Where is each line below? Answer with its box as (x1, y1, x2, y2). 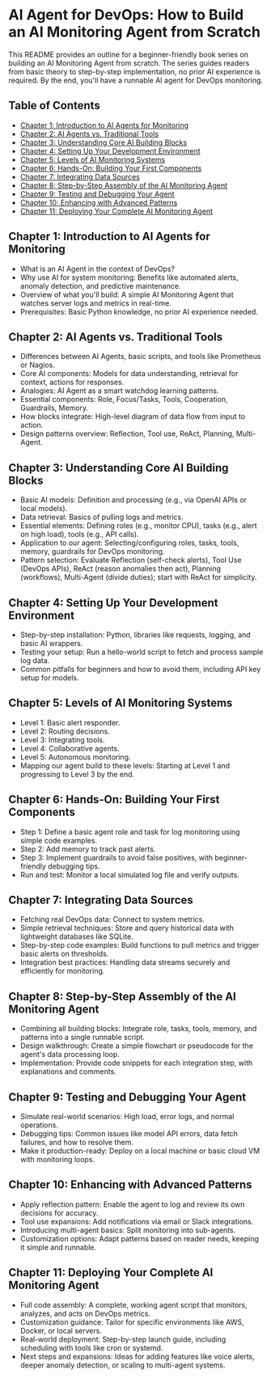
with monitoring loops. (19, 1155, 95, 1165)
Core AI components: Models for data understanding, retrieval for (19, 369, 239, 378)
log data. (19, 656, 50, 665)
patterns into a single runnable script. (19, 1033, 146, 1042)
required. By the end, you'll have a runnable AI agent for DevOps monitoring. (8, 75, 264, 85)
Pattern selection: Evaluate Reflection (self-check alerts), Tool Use (19, 556, 242, 565)
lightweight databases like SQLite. (19, 932, 133, 941)
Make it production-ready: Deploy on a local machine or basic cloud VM (19, 1146, 260, 1156)
